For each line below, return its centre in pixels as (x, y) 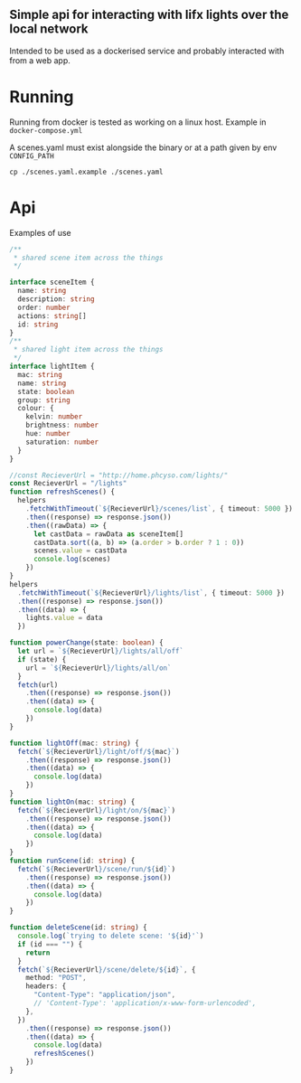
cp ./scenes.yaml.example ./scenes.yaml (87, 172)
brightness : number (62, 425)
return (38, 953)
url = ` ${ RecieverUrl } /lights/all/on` (99, 668)
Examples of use (40, 232)
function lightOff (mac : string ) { (75, 743)
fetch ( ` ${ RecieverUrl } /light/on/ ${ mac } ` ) (97, 810)
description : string (56, 299)
